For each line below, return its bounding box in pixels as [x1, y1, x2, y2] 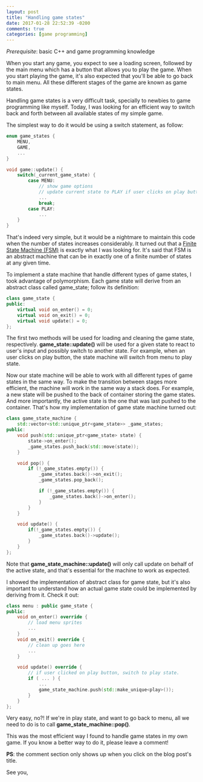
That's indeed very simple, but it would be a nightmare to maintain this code [6, 234, 195, 241]
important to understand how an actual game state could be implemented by [6, 585, 197, 592]
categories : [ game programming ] [6, 31, 88, 37]
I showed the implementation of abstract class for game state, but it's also [6, 578, 190, 586]
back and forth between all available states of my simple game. [6, 110, 164, 117]
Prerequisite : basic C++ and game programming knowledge [6, 48, 155, 55]
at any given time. [6, 259, 51, 266]
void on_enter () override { [17, 614, 88, 620]
